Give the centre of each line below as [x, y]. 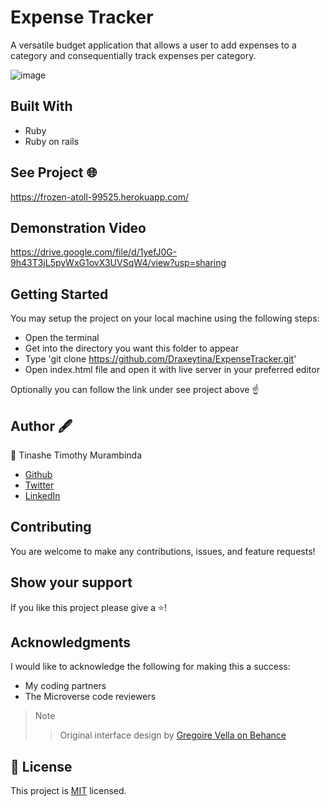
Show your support [71, 582]
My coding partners [65, 686]
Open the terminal [62, 338]
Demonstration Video [78, 227]
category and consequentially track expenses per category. [133, 55]
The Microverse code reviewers [90, 697]
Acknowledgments [71, 642]
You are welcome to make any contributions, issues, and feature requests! [163, 551]
